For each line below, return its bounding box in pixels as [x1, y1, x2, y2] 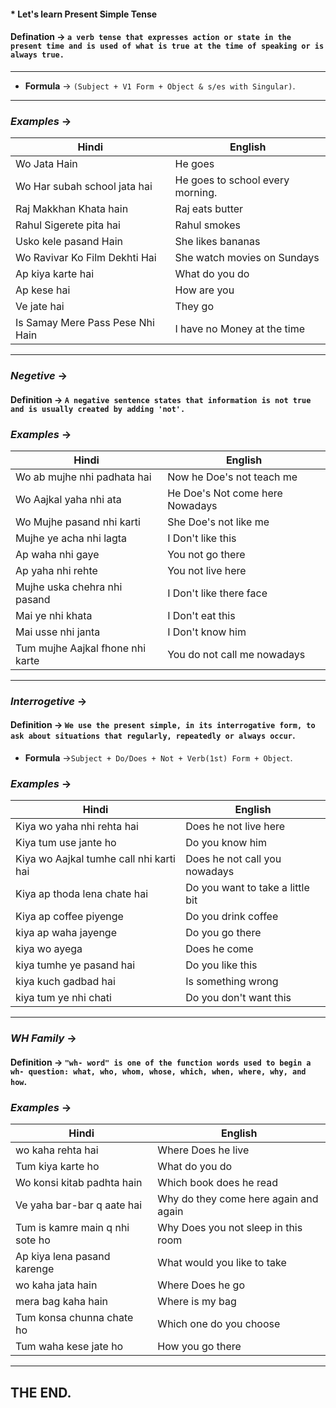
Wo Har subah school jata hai [15, 180, 153, 194]
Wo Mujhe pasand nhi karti [15, 515, 141, 529]
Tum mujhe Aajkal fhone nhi [15, 641, 147, 655]
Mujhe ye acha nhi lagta [15, 531, 128, 545]
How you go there [157, 1340, 242, 1354]
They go [174, 300, 214, 314]
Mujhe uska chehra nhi [15, 580, 123, 594]
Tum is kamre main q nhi [15, 1221, 130, 1235]
